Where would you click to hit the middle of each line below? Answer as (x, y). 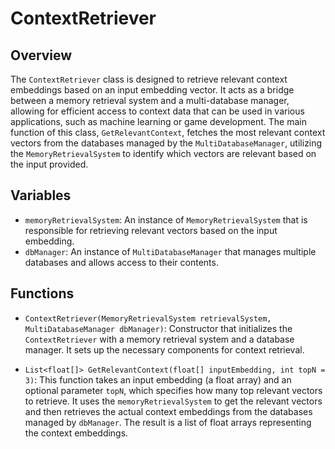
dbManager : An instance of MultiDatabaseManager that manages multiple (170, 251)
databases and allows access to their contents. (121, 262)
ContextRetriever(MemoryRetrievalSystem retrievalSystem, (148, 318)
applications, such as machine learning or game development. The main (158, 121)
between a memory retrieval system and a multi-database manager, (150, 100)
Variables (41, 195)
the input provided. (49, 164)
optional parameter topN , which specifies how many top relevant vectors (173, 390)
